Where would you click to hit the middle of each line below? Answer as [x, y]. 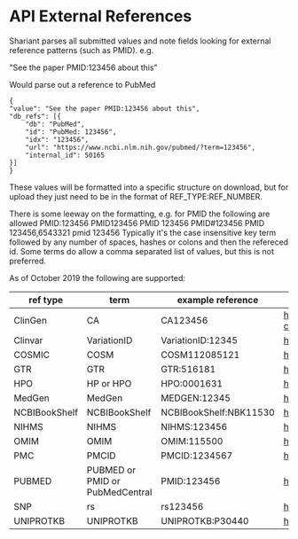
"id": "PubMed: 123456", [71, 132]
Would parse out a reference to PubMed [82, 84]
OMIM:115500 [192, 441]
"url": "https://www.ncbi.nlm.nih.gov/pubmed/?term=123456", [140, 147]
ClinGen [30, 320]
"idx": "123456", [57, 139]
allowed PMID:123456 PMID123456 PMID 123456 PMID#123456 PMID [137, 223]
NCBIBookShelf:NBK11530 [218, 412]
